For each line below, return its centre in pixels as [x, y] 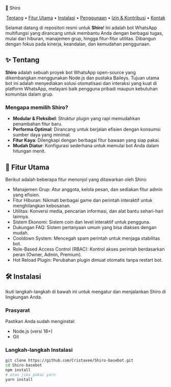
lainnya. [21, 216]
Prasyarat [18, 310]
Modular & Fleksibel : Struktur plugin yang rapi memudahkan [76, 119]
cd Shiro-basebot [24, 366]
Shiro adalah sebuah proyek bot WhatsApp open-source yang [71, 72]
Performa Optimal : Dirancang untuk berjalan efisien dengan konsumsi [87, 129]
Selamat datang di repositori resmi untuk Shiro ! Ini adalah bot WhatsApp [81, 28]
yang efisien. [26, 195]
